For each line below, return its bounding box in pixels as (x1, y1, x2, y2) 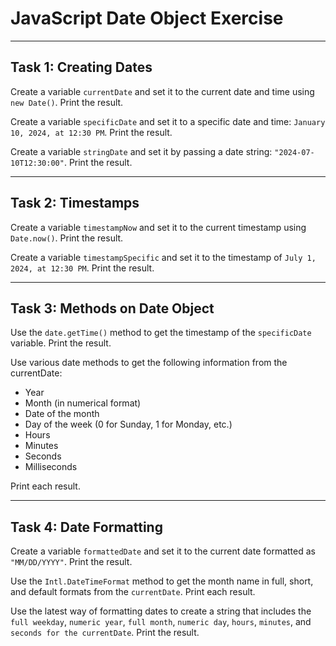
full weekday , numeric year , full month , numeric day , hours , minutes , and (10, 616, 312, 628)
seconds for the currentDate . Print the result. (10, 627, 200, 639)
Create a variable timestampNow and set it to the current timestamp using (10, 221, 307, 233)
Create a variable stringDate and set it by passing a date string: (10, 145, 273, 157)
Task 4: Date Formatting (10, 518, 163, 536)
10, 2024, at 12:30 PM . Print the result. (10, 126, 173, 138)
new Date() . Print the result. (10, 96, 124, 108)
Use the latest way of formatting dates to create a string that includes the (10, 605, 312, 617)
